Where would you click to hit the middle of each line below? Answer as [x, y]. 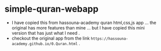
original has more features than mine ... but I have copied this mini [78, 27]
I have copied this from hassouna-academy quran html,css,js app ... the [84, 23]
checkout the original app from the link [51, 38]
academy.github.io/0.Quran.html [45, 44]
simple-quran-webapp [52, 9]
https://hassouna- [109, 38]
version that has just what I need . [46, 33]
